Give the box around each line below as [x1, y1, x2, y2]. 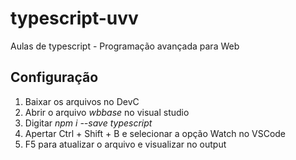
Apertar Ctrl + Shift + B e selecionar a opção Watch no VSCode [24, 127, 287, 139]
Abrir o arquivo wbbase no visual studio [24, 106, 190, 118]
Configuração [10, 69, 99, 86]
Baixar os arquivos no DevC [24, 95, 140, 107]
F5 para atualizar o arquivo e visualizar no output [24, 138, 227, 150]
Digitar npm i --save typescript [24, 117, 153, 129]
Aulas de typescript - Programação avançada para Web [10, 40, 240, 52]
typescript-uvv [10, 7, 139, 30]
